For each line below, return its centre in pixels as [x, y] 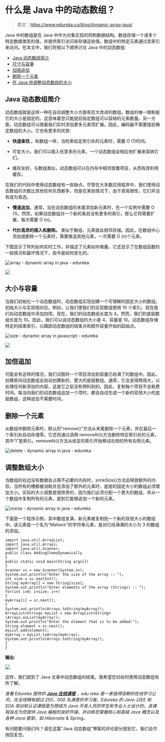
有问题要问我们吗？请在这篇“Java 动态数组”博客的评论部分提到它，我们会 [79, 728]
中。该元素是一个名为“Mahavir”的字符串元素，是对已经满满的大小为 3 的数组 [82, 525]
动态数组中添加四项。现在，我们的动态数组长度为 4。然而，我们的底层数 [86, 314]
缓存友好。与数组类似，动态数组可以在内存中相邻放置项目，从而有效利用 [85, 168]
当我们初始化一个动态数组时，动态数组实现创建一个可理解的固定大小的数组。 [82, 301]
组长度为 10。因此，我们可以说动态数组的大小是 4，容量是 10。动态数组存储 [82, 319]
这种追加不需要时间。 [43, 399]
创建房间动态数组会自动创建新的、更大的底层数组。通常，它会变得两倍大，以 [82, 380]
